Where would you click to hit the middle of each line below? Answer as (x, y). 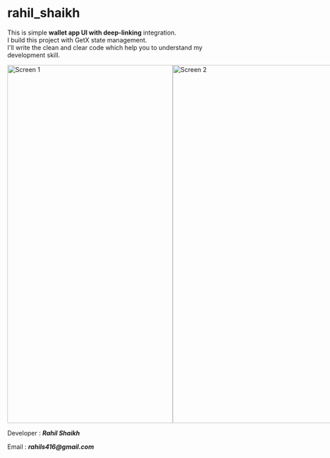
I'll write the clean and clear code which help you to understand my (105, 47)
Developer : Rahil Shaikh (44, 433)
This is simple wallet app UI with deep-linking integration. (92, 32)
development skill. (34, 55)
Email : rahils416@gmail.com (51, 447)
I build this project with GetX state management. (77, 40)
